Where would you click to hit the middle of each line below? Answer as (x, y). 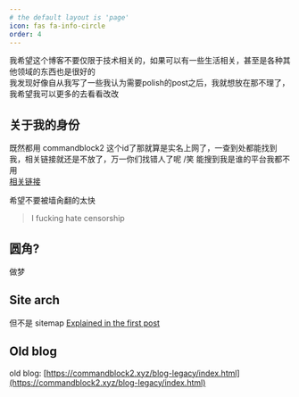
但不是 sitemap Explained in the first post (85, 323)
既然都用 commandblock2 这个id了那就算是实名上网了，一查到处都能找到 (144, 148)
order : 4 (25, 34)
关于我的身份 (45, 124)
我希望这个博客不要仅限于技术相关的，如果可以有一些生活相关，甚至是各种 (146, 61)
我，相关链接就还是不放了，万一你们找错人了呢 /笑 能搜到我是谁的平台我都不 (149, 159)
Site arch (35, 300)
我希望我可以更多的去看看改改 (64, 94)
